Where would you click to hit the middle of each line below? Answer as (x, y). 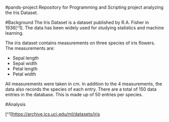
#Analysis (16, 104)
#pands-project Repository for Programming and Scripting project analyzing (84, 7)
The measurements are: (30, 48)
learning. (14, 33)
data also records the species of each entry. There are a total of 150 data (81, 89)
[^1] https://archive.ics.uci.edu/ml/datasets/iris (53, 114)
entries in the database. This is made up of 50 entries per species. (74, 95)
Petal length (25, 69)
